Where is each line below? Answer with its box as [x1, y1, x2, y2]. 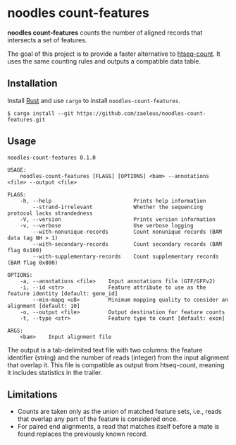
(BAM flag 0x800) [7, 259, 58, 266]
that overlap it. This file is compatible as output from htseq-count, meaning [7, 360, 225, 369]
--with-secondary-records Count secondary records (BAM [32, 240, 222, 248]
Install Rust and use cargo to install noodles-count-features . [7, 96, 181, 105]
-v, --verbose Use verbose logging [20, 222, 194, 229]
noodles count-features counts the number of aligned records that [7, 28, 203, 37]
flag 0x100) [7, 247, 42, 254]
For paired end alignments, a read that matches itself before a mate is [17, 422, 220, 431]
